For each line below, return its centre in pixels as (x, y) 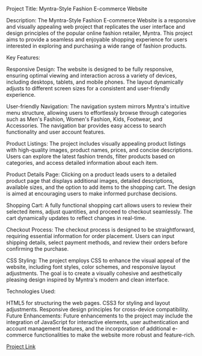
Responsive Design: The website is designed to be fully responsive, (90, 69)
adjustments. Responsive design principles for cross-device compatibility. (98, 309)
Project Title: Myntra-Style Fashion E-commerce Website (77, 9)
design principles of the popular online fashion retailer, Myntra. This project (99, 33)
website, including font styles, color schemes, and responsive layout (91, 267)
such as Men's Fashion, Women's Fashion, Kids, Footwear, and (84, 119)
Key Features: (23, 57)
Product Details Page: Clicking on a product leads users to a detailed (91, 174)
